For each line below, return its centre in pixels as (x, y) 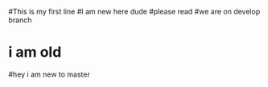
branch (20, 20)
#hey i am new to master (49, 74)
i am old (35, 52)
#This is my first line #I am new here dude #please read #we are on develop (134, 12)
